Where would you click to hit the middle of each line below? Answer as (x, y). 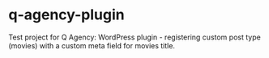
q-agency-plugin (67, 15)
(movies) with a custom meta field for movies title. (92, 45)
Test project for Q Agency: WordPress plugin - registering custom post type (134, 37)
